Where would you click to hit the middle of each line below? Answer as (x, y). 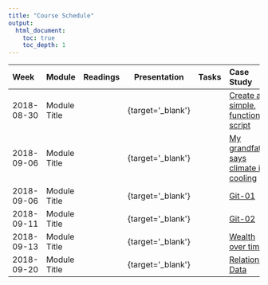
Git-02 (242, 219)
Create (242, 96)
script (240, 126)
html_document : (41, 30)
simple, (242, 106)
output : (21, 23)
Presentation (159, 77)
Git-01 (242, 196)
